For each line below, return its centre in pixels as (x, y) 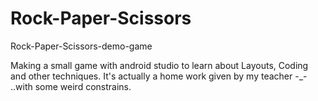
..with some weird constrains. (71, 86)
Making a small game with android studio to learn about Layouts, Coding (159, 65)
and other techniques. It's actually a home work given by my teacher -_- (159, 76)
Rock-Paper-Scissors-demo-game (81, 46)
